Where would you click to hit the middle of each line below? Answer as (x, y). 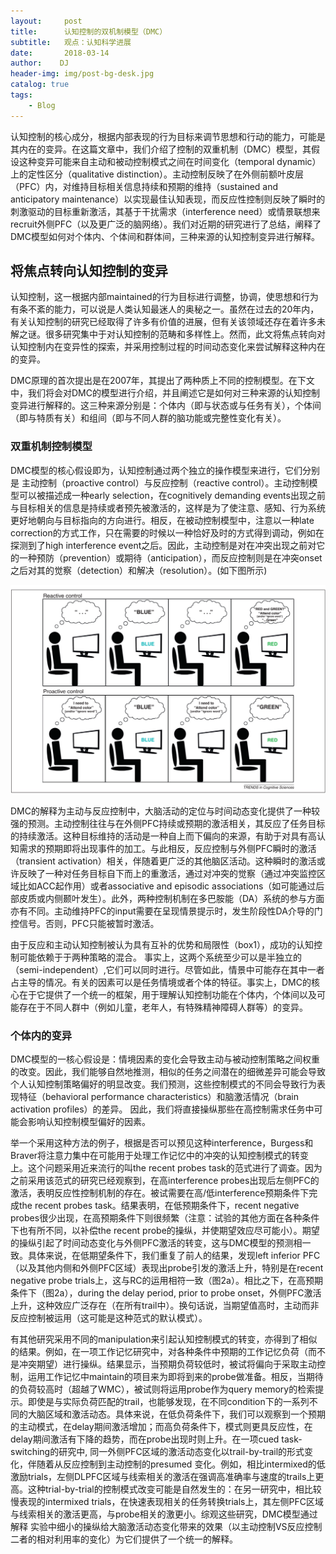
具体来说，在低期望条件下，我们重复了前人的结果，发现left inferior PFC (174, 1256)
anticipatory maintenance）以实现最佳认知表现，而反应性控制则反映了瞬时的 (168, 199)
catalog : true (40, 85)
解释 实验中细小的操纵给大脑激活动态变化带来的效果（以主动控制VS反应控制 (166, 1527)
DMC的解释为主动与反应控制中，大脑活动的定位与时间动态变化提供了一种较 (165, 811)
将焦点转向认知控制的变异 (89, 271)
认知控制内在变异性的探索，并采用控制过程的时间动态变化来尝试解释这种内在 (168, 347)
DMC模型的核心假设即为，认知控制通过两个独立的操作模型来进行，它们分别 (165, 470)
